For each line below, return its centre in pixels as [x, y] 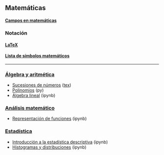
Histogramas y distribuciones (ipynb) [49, 147]
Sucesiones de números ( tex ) [42, 85]
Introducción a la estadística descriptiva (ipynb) [60, 142]
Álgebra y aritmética [30, 74]
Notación [16, 33]
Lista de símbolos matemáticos [37, 56]
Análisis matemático [30, 108]
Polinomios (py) [28, 90]
